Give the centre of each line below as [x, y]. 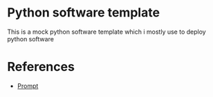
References [41, 67]
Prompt [28, 86]
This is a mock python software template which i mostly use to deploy [106, 32]
